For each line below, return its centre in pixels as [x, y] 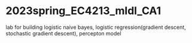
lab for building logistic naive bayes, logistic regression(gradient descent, [96, 27]
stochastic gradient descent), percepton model [63, 33]
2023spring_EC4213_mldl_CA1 [83, 11]
